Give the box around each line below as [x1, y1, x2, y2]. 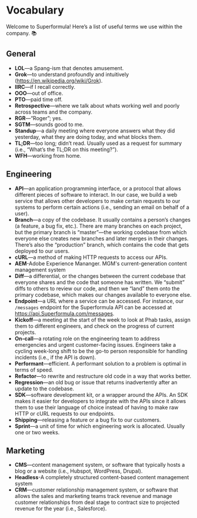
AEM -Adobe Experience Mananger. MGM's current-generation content [14, 260, 187, 267]
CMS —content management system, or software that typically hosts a [14, 461, 185, 469]
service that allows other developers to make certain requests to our [14, 197, 181, 204]
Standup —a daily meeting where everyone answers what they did [14, 127, 175, 134]
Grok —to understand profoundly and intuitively [14, 71, 129, 78]
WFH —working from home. [14, 152, 81, 159]
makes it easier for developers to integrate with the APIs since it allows [14, 397, 186, 404]
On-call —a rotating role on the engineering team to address [14, 335, 161, 342]
